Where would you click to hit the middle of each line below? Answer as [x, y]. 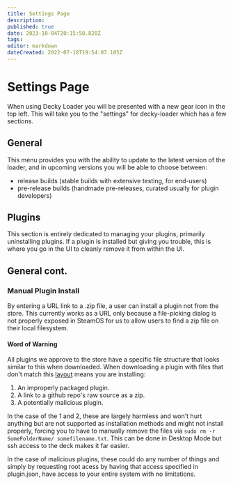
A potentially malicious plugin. [60, 403]
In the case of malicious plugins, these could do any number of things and [113, 459]
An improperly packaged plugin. [63, 388]
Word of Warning [32, 344]
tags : [15, 40]
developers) [34, 195]
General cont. [37, 271]
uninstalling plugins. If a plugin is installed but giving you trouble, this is [109, 242]
